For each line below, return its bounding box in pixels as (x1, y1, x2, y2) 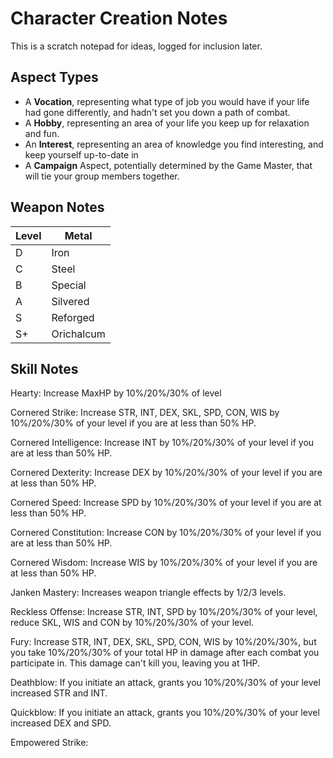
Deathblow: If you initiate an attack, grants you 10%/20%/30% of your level (10, 677, 321, 689)
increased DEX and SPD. (10, 717, 112, 729)
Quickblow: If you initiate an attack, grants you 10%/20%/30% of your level (10, 707, 320, 719)
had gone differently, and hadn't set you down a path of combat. (24, 106, 291, 118)
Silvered (51, 294, 90, 308)
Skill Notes (10, 360, 79, 377)
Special (51, 278, 87, 292)
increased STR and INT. (10, 687, 108, 699)
